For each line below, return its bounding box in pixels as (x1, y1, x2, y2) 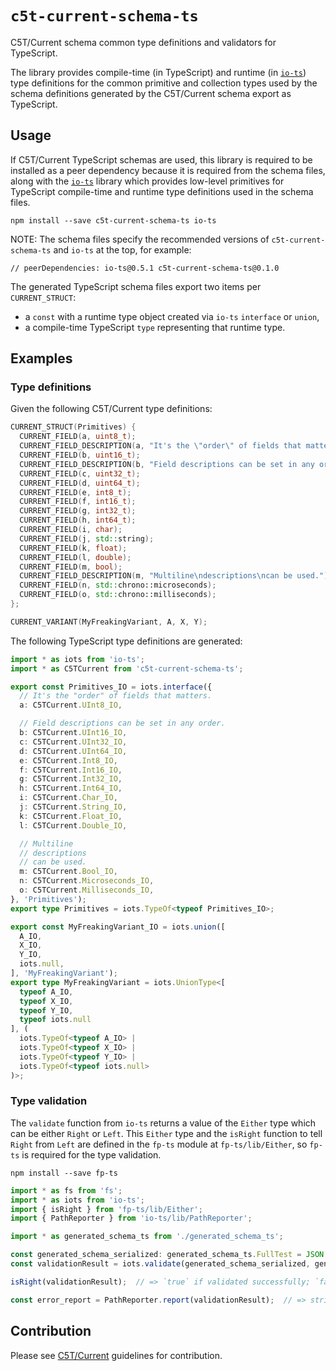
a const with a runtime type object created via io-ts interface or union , (24, 310, 320, 322)
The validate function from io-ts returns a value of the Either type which (10, 1117, 317, 1129)
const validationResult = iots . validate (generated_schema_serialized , (10, 1259, 311, 1269)
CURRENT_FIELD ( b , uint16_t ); (19, 450, 141, 461)
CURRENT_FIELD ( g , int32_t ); (19, 506, 137, 516)
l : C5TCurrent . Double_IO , (19, 820, 128, 831)
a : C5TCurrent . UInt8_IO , (19, 700, 123, 711)
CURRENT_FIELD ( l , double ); (19, 552, 132, 562)
